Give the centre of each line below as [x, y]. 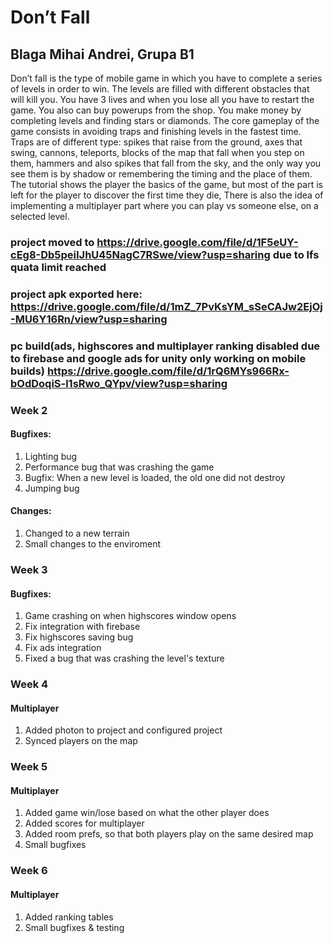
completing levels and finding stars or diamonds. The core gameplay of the [165, 120]
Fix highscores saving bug [79, 637]
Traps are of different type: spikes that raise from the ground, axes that [156, 142]
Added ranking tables [69, 917]
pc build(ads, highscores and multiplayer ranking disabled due [165, 346]
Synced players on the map [81, 741]
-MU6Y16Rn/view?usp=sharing [89, 319]
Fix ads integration [63, 648]
